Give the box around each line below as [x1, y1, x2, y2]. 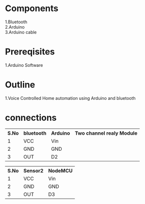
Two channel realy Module [75, 129, 138, 136]
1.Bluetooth [5, 19, 28, 25]
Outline [5, 79, 35, 90]
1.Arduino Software [5, 62, 43, 68]
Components [5, 3, 59, 14]
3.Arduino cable [5, 29, 37, 35]
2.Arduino [5, 24, 25, 30]
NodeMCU [48, 167, 73, 174]
